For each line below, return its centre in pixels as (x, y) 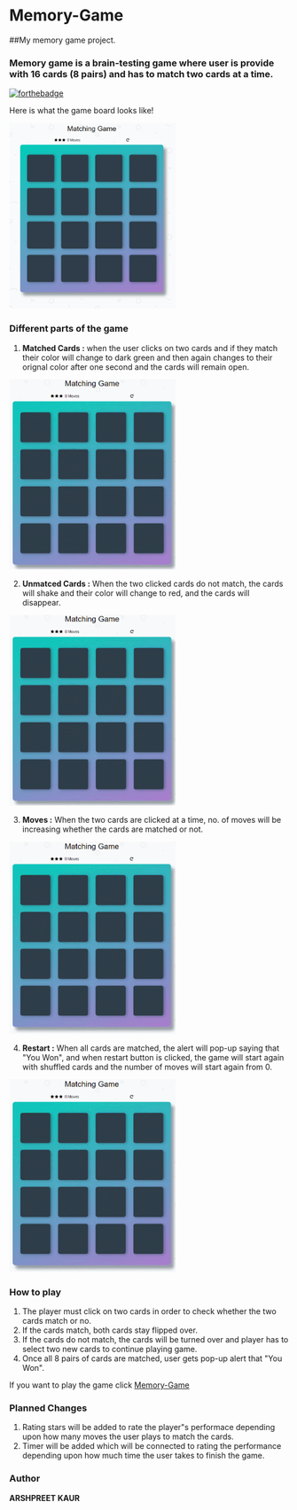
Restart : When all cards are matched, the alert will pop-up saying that (150, 1048)
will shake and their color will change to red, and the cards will (136, 593)
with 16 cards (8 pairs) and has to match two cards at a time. (141, 74)
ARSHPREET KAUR (44, 1498)
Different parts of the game (69, 329)
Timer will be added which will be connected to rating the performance (152, 1446)
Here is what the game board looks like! (82, 111)
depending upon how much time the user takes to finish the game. (143, 1456)
